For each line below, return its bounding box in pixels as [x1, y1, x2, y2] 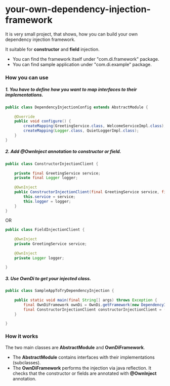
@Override [14, 114, 35, 119]
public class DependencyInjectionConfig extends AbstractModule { [5, 105, 148, 110]
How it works [5, 333, 38, 340]
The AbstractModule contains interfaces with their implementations [12, 354, 155, 360]
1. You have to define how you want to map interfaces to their [5, 87, 137, 93]
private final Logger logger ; [14, 176, 78, 181]
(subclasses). [12, 359, 41, 365]
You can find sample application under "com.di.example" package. [12, 61, 152, 67]
